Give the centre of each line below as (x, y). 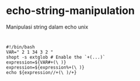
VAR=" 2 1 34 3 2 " (30, 52)
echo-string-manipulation (71, 11)
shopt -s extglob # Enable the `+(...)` (56, 57)
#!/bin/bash (20, 47)
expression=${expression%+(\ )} (45, 67)
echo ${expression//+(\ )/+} (41, 72)
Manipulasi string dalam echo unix (47, 27)
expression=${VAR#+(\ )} (36, 62)
